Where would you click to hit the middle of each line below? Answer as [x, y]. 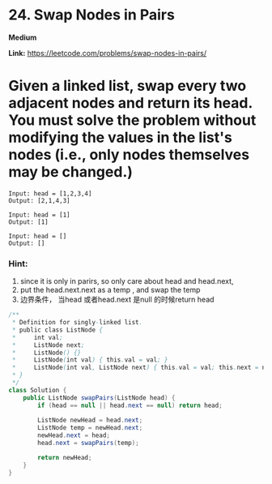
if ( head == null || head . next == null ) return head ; [130, 405]
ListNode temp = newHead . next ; [90, 428]
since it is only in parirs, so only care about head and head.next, [127, 281]
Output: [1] [28, 222]
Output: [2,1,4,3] [39, 200]
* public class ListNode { [57, 330]
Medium [23, 37]
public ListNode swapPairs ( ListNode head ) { [99, 398]
